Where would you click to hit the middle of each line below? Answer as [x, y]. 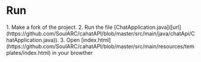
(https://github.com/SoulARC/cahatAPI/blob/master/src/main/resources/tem [100, 46]
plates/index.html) [28, 52]
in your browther [72, 52]
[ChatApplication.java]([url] [147, 27]
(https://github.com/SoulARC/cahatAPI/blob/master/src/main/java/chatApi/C [100, 33]
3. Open [70, 40]
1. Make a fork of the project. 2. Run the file [59, 27]
